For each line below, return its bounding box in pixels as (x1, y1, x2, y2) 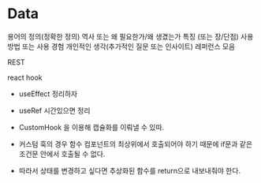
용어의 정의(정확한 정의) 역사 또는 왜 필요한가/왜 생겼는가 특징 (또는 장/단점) (7, 32, 240, 41)
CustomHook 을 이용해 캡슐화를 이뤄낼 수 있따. (18, 122, 165, 132)
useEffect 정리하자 (18, 88, 78, 99)
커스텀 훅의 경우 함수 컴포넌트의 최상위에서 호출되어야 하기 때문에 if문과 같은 (18, 139, 253, 148)
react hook (7, 73, 43, 82)
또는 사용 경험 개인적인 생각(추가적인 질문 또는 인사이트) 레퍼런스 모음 (21, 41, 236, 51)
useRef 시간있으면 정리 (18, 106, 91, 115)
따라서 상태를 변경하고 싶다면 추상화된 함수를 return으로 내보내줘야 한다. (18, 166, 241, 175)
